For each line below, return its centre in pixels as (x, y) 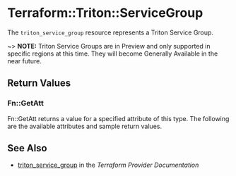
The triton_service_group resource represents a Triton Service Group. (111, 32)
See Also (27, 148)
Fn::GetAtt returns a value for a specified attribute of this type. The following (118, 118)
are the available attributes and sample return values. (85, 126)
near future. (25, 61)
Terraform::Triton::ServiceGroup (105, 13)
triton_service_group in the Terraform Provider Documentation (108, 165)
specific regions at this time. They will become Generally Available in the (113, 54)
